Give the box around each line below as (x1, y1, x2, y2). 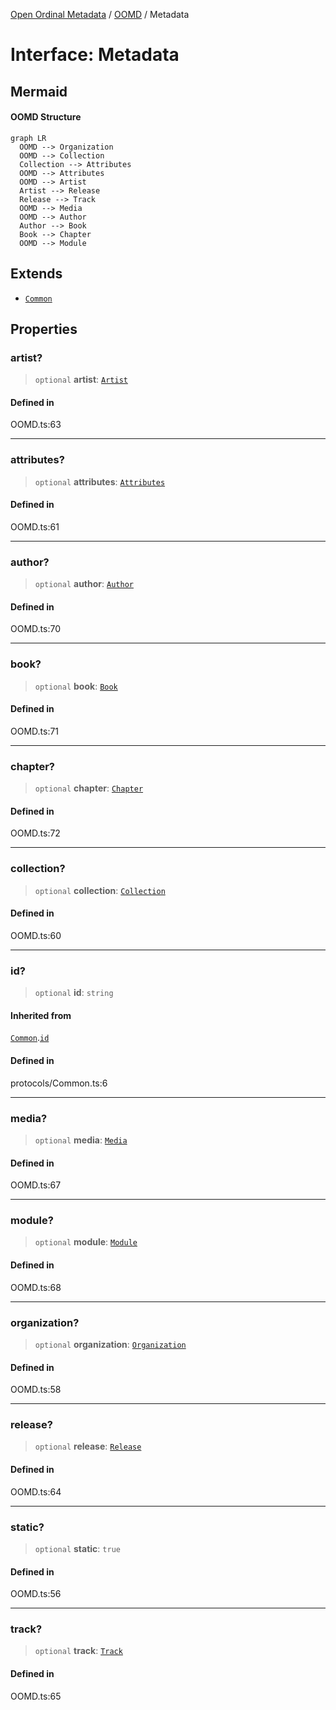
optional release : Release (34, 1440, 142, 1453)
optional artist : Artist (34, 374, 128, 386)
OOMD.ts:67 (10, 1179, 62, 1191)
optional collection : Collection (34, 884, 166, 896)
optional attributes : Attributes (34, 475, 166, 488)
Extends (10, 265, 63, 283)
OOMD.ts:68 (10, 1281, 62, 1293)
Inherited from (10, 1009, 72, 1021)
